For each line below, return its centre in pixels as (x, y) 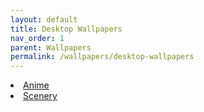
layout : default (44, 19)
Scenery (40, 96)
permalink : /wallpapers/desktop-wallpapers (102, 57)
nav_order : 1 (37, 38)
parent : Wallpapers (51, 47)
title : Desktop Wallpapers (66, 29)
